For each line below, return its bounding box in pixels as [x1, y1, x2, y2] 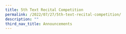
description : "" [5, 16, 39, 21]
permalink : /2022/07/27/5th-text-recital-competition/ [5, 12, 122, 17]
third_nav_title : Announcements [5, 21, 72, 26]
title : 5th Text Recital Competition [5, 7, 84, 12]
